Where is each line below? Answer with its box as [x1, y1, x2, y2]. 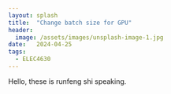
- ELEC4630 [15, 56, 51, 63]
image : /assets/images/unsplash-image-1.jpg [15, 33, 164, 42]
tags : [8, 48, 26, 56]
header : [8, 26, 34, 34]
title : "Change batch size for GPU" [8, 19, 132, 27]
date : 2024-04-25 [8, 41, 72, 49]
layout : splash [8, 11, 58, 20]
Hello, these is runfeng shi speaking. [8, 76, 127, 86]
